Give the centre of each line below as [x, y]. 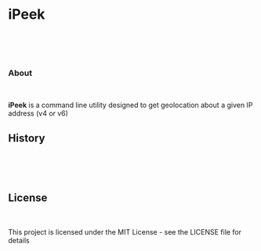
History [27, 138]
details [19, 240]
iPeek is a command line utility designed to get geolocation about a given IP [130, 105]
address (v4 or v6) [38, 113]
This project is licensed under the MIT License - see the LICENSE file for [125, 231]
